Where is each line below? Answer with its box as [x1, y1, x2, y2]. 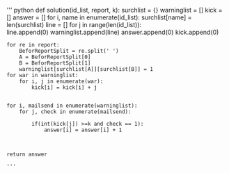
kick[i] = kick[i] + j [31, 84, 97, 91]
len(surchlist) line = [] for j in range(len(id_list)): [6, 21, 142, 28]
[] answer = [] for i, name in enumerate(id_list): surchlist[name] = [6, 13, 192, 22]
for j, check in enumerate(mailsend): [19, 108, 132, 115]
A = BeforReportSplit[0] [19, 53, 91, 60]
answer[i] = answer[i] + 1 [43, 126, 123, 133]
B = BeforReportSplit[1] [19, 60, 91, 67]
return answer [6, 151, 48, 158]
